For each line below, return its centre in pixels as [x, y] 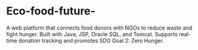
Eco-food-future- [51, 11]
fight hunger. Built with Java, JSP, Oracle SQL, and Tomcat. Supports [92, 34]
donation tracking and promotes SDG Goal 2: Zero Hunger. [91, 40]
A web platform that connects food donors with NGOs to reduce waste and [99, 28]
